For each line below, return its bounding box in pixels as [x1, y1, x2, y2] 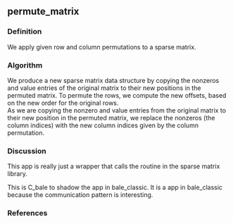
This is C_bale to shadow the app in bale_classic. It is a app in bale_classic [7, 183, 223, 192]
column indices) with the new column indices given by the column [7, 121, 199, 129]
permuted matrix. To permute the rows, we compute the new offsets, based [7, 91, 227, 99]
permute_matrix [7, 6, 80, 18]
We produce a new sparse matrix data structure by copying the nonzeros [7, 76, 220, 84]
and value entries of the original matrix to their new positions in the [7, 84, 201, 92]
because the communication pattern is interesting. [7, 191, 153, 199]
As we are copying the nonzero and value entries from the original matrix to [7, 106, 227, 115]
